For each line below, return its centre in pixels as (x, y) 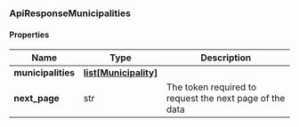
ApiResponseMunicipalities (70, 13)
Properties (29, 35)
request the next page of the (226, 99)
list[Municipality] (121, 73)
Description (226, 58)
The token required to (211, 87)
